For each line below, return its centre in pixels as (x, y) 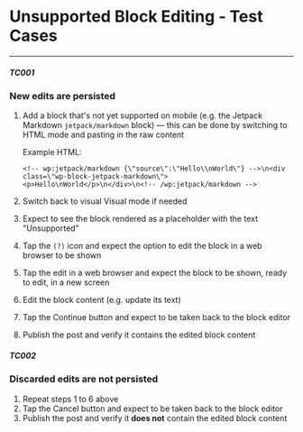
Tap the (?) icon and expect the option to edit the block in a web (142, 246)
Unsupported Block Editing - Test (136, 17)
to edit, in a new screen (66, 282)
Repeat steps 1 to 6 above (70, 399)
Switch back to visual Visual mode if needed (105, 201)
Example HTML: (52, 152)
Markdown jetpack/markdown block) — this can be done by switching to (155, 125)
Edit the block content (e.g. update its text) (102, 300)
